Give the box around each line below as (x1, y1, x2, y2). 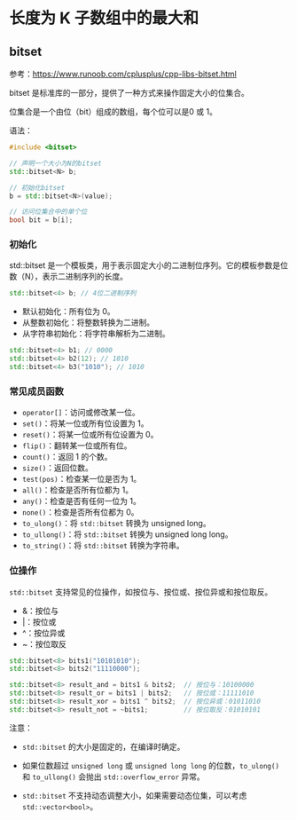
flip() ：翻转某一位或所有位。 (21, 440, 132, 451)
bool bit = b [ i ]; (9, 216, 74, 225)
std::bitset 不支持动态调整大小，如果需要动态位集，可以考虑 (21, 790, 247, 800)
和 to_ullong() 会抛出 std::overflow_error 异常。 (21, 771, 206, 782)
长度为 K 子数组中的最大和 (9, 8, 199, 28)
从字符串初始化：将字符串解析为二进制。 (21, 328, 170, 339)
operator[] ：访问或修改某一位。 (21, 407, 140, 418)
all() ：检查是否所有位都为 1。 (21, 485, 134, 495)
